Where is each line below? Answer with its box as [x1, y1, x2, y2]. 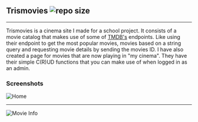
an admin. [6, 64, 31, 71]
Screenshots [6, 79, 44, 87]
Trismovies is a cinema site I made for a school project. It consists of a [6, 27, 177, 34]
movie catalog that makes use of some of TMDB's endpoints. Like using [6, 33, 181, 40]
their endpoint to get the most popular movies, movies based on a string [6, 39, 181, 47]
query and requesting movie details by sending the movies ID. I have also [6, 45, 184, 53]
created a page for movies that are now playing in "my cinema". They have [6, 52, 187, 59]
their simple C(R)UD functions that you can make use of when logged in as [6, 58, 187, 65]
